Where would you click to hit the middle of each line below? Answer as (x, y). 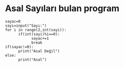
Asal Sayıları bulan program (62, 8)
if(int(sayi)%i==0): (39, 34)
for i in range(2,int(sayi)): (36, 30)
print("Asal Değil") (39, 51)
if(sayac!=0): (20, 47)
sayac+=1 (40, 38)
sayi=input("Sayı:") (26, 25)
